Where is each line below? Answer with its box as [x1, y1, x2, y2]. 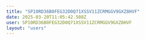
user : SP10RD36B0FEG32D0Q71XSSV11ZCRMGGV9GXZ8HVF [6, 19, 132, 25]
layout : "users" [6, 25, 47, 31]
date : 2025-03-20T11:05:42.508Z [6, 14, 87, 20]
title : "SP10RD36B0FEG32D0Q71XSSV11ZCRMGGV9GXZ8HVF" [6, 8, 140, 15]
